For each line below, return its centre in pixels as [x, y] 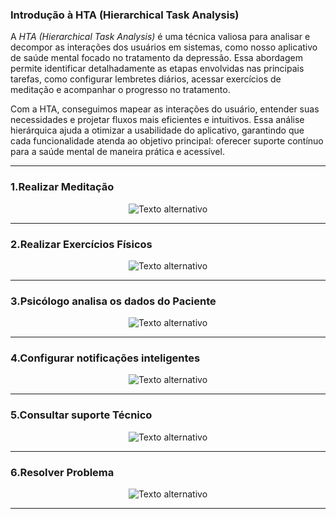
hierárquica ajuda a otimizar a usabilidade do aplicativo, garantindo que [157, 130]
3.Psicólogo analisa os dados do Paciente [113, 301]
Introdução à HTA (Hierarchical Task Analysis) [125, 15]
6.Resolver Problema [62, 472]
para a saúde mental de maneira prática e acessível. [117, 152]
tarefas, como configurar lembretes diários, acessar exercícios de [146, 79]
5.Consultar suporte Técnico [81, 415]
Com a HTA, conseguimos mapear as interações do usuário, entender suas [165, 109]
